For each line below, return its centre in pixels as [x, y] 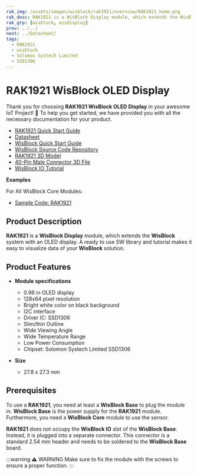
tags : [13, 39]
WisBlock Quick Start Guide [48, 143]
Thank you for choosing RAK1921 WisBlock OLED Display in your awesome [98, 106]
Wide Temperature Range [55, 337]
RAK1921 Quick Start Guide [47, 131]
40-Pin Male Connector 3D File [52, 162]
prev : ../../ [22, 28]
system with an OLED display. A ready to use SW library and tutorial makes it [99, 242]
